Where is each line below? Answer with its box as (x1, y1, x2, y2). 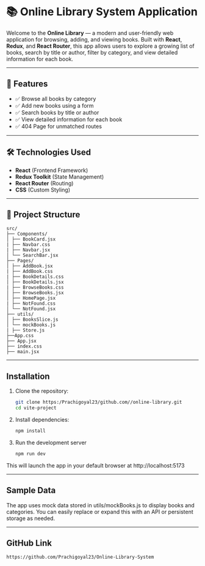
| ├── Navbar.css (6, 242, 51, 248)
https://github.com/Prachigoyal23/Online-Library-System (6, 554, 154, 560)
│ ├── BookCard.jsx (6, 236, 56, 242)
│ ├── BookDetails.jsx (6, 279, 64, 285)
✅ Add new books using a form (15, 102, 94, 109)
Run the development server (15, 439, 87, 446)
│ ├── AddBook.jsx (6, 263, 53, 269)
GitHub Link (6, 538, 52, 548)
